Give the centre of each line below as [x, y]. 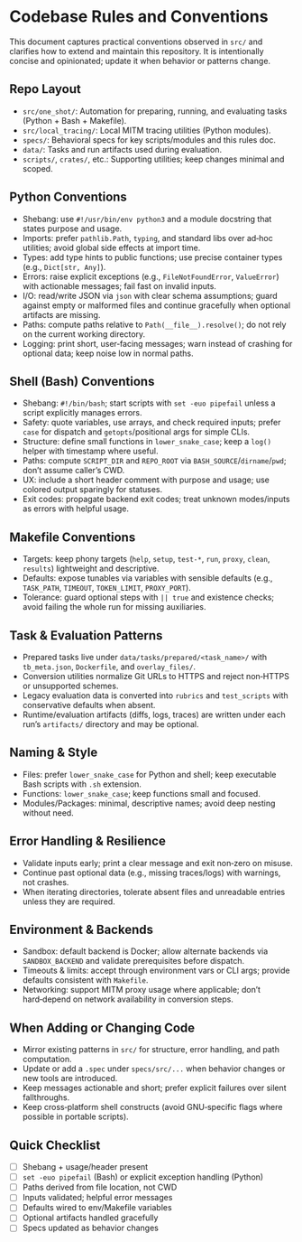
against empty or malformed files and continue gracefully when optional [156, 305]
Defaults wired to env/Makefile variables [97, 1208]
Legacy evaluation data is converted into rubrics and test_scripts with [155, 696]
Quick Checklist [55, 1145]
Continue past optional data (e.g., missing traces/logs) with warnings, [151, 873]
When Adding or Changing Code [102, 1027]
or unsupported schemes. [70, 686]
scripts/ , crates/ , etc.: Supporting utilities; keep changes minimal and [153, 159]
